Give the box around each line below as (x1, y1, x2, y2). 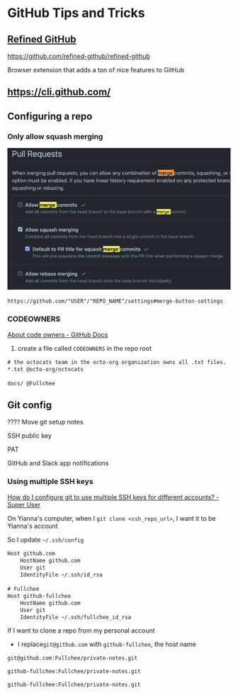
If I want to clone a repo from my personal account (7, 626, 155, 635)
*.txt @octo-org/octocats (7, 366, 84, 373)
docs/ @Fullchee (7, 380, 55, 387)
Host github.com (7, 550, 55, 557)
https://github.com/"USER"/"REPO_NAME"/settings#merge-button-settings (7, 298, 223, 305)
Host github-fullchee (7, 592, 72, 599)
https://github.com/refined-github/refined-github (7, 52, 150, 60)
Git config (7, 399, 52, 412)
